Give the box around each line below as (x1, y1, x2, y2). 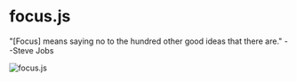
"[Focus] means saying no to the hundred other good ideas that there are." (9, 36, 283, 46)
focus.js (9, 6, 71, 27)
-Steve (9, 45, 34, 55)
